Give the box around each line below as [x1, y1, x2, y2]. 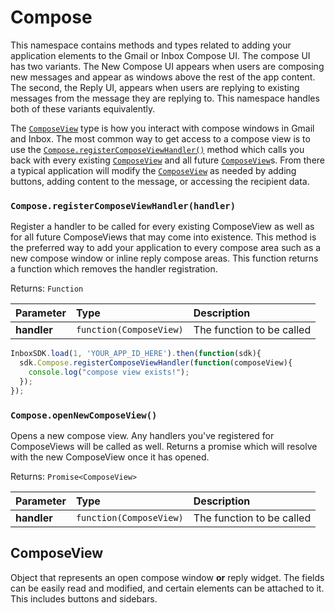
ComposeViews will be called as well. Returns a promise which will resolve [10, 440, 318, 452]
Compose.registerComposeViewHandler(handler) [10, 200, 237, 211]
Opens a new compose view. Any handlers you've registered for [10, 429, 275, 441]
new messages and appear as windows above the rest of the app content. [10, 71, 316, 83]
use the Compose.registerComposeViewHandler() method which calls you [10, 143, 305, 155]
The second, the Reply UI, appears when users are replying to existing [10, 81, 300, 93]
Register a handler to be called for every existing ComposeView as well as [10, 221, 315, 233]
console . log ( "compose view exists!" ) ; [28, 367, 190, 377]
